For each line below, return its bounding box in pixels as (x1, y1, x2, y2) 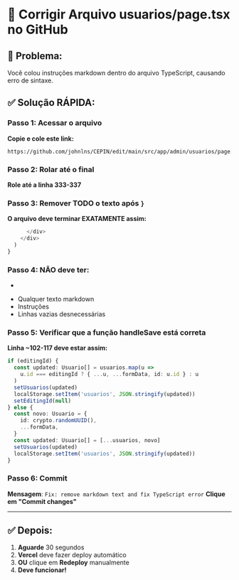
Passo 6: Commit (7, 473, 68, 483)
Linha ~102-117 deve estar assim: (7, 344, 108, 353)
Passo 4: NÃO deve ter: (7, 264, 90, 274)
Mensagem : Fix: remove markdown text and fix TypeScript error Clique (7, 490, 225, 498)
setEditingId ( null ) (14, 397, 72, 404)
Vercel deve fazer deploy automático (17, 551, 127, 559)
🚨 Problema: (7, 50, 63, 62)
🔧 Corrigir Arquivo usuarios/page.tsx (7, 6, 230, 23)
